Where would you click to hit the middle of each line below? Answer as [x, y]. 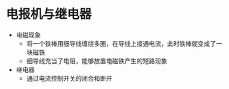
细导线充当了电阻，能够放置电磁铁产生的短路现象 [97, 60]
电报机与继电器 [49, 14]
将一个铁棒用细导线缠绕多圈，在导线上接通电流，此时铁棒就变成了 [121, 43]
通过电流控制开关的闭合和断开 [69, 78]
